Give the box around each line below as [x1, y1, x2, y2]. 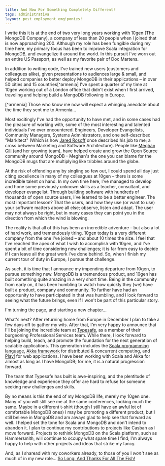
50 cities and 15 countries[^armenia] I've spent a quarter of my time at [5, 82, 147, 87]
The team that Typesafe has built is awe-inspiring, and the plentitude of [5, 374, 150, 380]
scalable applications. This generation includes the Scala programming [5, 343, 149, 349]
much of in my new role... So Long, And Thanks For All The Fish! [5, 456, 135, 462]
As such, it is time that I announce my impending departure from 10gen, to [5, 266, 156, 272]
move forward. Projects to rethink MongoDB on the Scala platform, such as [5, 430, 157, 436]
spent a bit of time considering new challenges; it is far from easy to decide [5, 246, 159, 252]
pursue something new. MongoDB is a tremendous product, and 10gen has [5, 271, 157, 277]
